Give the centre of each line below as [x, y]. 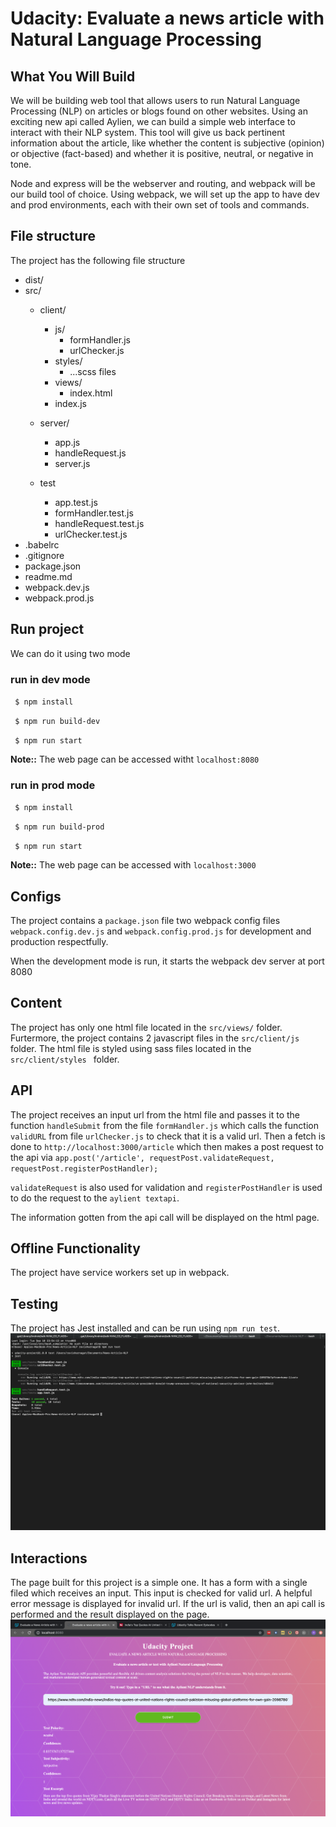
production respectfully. [59, 942]
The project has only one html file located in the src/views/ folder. [146, 1027]
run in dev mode [50, 679]
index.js [70, 403]
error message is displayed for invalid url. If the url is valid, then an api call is [168, 1604]
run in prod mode [53, 785]
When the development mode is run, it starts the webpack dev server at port [167, 961]
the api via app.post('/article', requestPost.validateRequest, [142, 1157]
